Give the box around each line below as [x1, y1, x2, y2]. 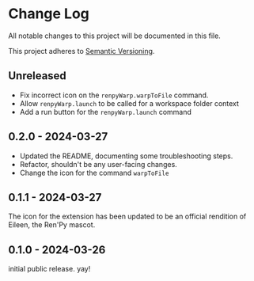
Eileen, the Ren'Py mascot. [8, 220, 96, 230]
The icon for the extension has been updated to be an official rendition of [8, 211, 247, 222]
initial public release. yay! [8, 264, 91, 274]
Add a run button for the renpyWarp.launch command [19, 107, 192, 116]
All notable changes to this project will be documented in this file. [8, 31, 222, 40]
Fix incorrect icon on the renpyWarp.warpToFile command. [19, 90, 209, 100]
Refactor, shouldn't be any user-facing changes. [19, 159, 178, 169]
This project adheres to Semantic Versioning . [8, 46, 155, 55]
